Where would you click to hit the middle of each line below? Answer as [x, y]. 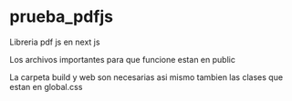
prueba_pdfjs [62, 17]
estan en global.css [46, 86]
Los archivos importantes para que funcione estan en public [122, 59]
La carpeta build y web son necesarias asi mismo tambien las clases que [146, 77]
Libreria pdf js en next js [55, 42]
